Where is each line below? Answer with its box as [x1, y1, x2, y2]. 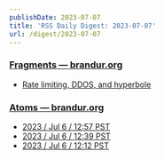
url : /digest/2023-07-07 [9, 29, 101, 38]
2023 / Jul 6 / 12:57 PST [21, 121, 111, 131]
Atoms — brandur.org [9, 101, 105, 114]
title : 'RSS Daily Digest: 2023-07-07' [9, 21, 157, 30]
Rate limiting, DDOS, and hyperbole [21, 79, 152, 90]
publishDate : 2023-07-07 [9, 12, 101, 22]
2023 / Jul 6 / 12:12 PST [21, 139, 109, 151]
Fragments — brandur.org [9, 59, 123, 71]
